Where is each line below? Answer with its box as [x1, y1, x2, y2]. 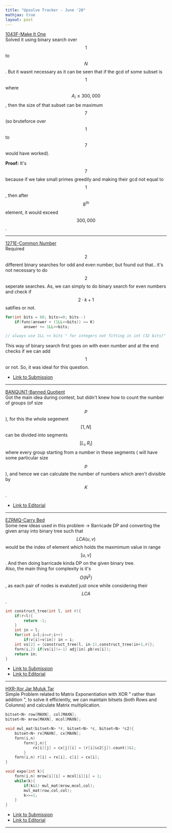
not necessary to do [5, 267, 48, 273]
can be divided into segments [5, 432, 68, 438]
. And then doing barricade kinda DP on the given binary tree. [5, 560, 135, 566]
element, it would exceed [5, 209, 58, 215]
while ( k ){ [14, 778, 36, 784]
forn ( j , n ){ [24, 741, 47, 746]
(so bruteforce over [5, 118, 47, 124]
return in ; [14, 651, 38, 657]
